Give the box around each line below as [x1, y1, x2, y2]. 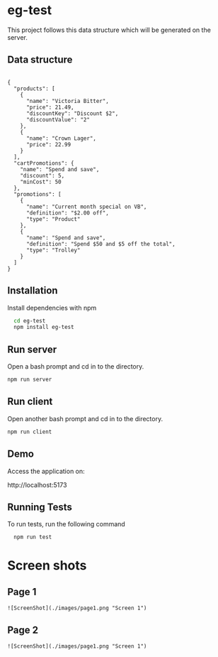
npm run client [7, 428, 52, 435]
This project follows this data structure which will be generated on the [7, 26, 211, 34]
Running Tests [7, 501, 72, 513]
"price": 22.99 [25, 141, 71, 148]
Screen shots [7, 558, 87, 574]
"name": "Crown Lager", [25, 134, 97, 142]
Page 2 [7, 624, 39, 636]
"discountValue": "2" [25, 116, 91, 123]
